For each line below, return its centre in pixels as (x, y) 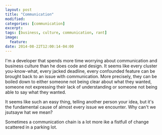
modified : (15, 19)
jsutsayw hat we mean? (29, 112)
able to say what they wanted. (36, 92)
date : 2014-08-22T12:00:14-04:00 (40, 46)
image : (12, 38)
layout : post (19, 10)
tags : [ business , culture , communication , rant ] (56, 33)
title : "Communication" (30, 14)
